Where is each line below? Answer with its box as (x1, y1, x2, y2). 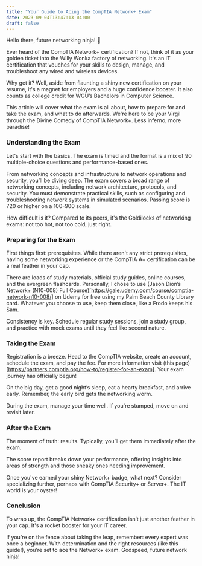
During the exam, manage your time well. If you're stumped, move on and (6, 402, 189, 409)
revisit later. (6, 409, 35, 416)
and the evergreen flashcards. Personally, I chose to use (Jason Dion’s (6, 280, 181, 287)
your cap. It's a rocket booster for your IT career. (6, 521, 128, 529)
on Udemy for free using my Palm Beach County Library (54, 293, 194, 300)
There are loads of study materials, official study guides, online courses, (6, 273, 186, 281)
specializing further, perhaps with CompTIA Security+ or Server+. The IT (6, 480, 186, 487)
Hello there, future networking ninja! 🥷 (6, 37, 101, 44)
